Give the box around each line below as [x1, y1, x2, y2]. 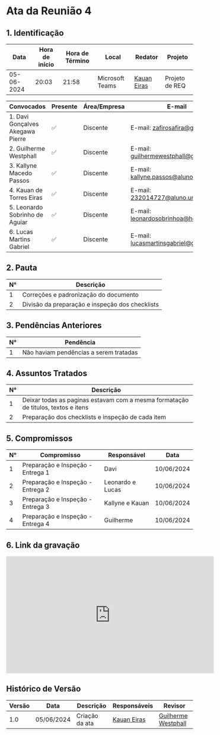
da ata [76, 719, 94, 727]
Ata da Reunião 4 [6, 4, 92, 18]
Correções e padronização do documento [22, 290, 139, 299]
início [38, 61, 55, 68]
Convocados [9, 102, 46, 111]
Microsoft [97, 74, 125, 82]
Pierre [9, 135, 26, 143]
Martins [9, 235, 31, 243]
